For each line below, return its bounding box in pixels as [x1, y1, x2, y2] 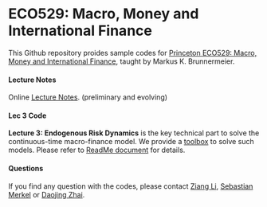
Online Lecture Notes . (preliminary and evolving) [8, 92, 168, 102]
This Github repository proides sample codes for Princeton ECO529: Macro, [8, 48, 257, 57]
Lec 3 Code [8, 111, 47, 120]
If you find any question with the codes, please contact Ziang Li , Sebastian [8, 181, 253, 191]
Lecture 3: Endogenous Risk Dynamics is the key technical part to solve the [8, 128, 260, 138]
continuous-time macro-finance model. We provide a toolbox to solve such [8, 137, 255, 146]
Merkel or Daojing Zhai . [8, 189, 85, 199]
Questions [8, 163, 44, 173]
